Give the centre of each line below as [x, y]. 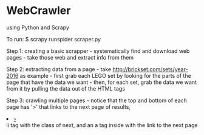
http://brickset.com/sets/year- [150, 69]
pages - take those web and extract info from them [70, 57]
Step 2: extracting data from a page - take [59, 69]
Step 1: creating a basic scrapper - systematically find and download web [98, 51]
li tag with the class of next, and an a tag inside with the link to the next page [102, 125]
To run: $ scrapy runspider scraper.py [54, 39]
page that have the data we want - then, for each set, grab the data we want [102, 82]
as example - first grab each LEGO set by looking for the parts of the [105, 75]
